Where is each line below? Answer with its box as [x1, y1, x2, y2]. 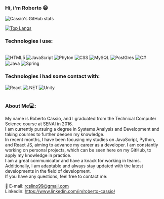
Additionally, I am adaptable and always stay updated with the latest [5, 163, 143, 169]
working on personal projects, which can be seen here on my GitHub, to [5, 147, 152, 153]
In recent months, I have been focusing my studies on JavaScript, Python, [5, 137, 156, 143]
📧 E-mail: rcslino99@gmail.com [5, 183, 69, 189]
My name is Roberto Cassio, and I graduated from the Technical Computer [5, 116, 157, 122]
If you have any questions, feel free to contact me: [5, 173, 108, 180]
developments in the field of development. [5, 168, 91, 174]
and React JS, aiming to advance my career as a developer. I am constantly [5, 142, 159, 148]
